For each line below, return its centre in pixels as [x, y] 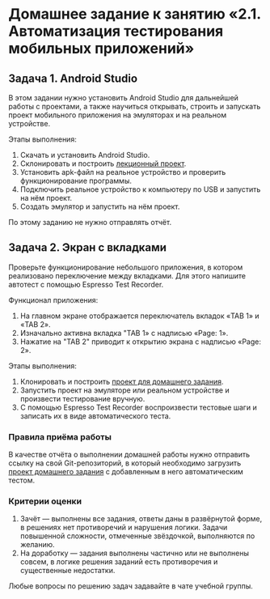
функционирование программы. [76, 181]
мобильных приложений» [101, 49]
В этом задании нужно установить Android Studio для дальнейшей [123, 98]
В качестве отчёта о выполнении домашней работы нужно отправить [129, 455]
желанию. [37, 545]
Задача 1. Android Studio [73, 78]
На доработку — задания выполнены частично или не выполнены [134, 553]
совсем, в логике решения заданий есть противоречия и [119, 562]
